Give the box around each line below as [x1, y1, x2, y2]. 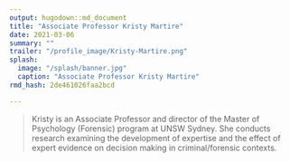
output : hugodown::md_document [9, 13, 127, 23]
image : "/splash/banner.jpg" [17, 64, 127, 73]
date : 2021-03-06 [9, 30, 75, 39]
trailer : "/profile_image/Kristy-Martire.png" [9, 47, 188, 56]
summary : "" [9, 38, 54, 48]
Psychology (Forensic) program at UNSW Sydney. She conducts [31, 123, 271, 134]
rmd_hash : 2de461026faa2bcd [9, 81, 116, 90]
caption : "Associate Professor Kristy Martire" [17, 72, 201, 81]
